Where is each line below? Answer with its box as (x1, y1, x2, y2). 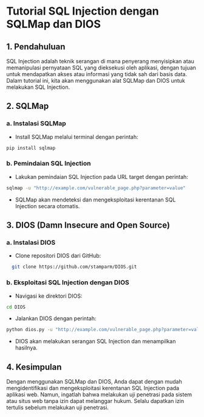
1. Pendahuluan (6, 41, 66, 52)
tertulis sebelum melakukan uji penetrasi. (6, 404, 109, 412)
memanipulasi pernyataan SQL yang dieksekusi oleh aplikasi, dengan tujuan (6, 64, 196, 71)
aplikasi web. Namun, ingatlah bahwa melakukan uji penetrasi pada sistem (6, 391, 192, 398)
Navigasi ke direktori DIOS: (15, 292, 83, 300)
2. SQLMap (6, 101, 49, 111)
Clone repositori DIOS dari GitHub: (15, 252, 101, 259)
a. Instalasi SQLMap (6, 119, 66, 128)
